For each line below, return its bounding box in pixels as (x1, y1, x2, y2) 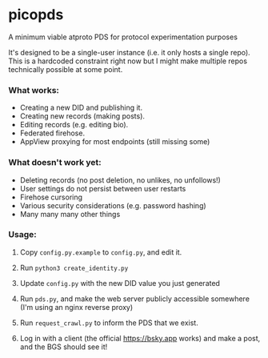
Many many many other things (19, 209, 121, 219)
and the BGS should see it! (19, 342, 108, 352)
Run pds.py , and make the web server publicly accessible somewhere (19, 294, 250, 304)
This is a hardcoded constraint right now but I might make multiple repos (8, 56, 248, 66)
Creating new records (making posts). (19, 111, 146, 121)
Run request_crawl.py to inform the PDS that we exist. (19, 318, 198, 328)
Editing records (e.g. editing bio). (19, 120, 129, 130)
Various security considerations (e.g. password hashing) (19, 200, 206, 210)
